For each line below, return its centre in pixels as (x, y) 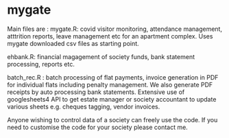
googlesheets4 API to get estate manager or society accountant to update (112, 99)
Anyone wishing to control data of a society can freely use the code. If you (112, 119)
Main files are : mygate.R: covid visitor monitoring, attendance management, (115, 29)
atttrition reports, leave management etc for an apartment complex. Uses (110, 36)
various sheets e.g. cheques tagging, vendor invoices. (84, 106)
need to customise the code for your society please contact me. (98, 127)
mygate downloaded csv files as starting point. (73, 43)
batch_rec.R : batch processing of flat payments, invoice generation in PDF (113, 77)
